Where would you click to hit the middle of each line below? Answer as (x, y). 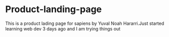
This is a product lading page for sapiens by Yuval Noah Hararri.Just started (85, 23)
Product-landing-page (54, 9)
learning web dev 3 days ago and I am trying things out (63, 28)
